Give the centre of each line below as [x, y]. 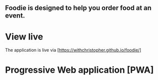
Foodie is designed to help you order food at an [78, 8]
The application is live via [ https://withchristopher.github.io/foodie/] [73, 50]
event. [15, 16]
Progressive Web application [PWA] [79, 70]
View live [24, 37]
